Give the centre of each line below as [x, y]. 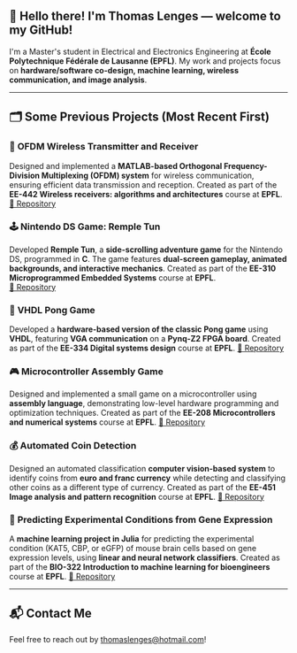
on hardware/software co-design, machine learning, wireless [124, 70]
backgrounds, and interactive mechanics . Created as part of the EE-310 [143, 268]
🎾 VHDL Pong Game [52, 310]
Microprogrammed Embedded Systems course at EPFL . [113, 277]
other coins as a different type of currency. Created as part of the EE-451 [143, 487]
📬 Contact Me [50, 614]
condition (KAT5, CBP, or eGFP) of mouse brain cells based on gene [133, 548]
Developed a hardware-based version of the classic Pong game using [139, 329]
